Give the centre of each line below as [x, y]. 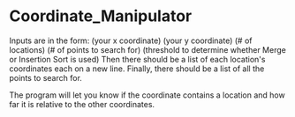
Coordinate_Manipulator [101, 16]
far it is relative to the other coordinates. [82, 104]
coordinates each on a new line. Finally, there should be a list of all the [137, 69]
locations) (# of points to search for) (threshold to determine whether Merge [148, 49]
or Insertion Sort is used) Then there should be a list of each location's [137, 59]
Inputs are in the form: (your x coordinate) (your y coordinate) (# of [131, 40]
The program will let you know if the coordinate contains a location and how [147, 95]
